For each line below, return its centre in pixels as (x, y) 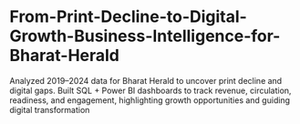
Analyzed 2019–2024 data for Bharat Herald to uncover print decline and (146, 80)
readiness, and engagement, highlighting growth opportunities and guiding (150, 100)
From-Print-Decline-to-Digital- (129, 17)
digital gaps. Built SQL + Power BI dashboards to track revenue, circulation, (150, 90)
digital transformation (50, 109)
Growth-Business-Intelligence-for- (145, 36)
